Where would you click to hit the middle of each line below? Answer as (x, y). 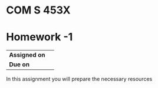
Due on (19, 65)
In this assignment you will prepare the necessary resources (79, 79)
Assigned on (27, 55)
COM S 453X (38, 10)
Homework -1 (39, 37)
